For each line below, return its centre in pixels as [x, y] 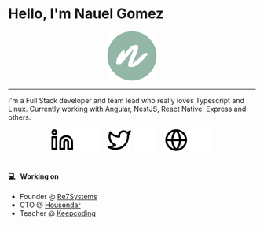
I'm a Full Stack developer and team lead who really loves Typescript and [126, 100]
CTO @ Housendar [50, 205]
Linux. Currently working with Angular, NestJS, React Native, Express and [127, 109]
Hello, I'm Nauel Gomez [86, 14]
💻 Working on [33, 176]
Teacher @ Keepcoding [57, 213]
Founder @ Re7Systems [59, 197]
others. [20, 117]
